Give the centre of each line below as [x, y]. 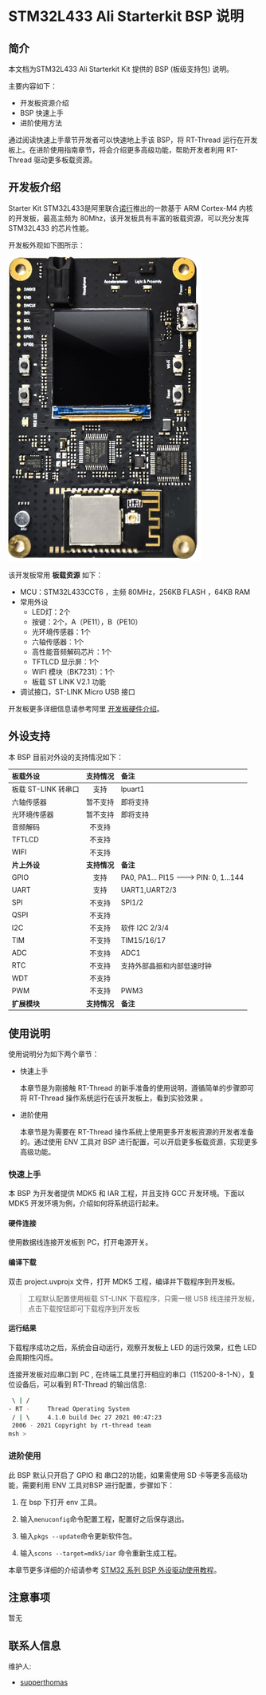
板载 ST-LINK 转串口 [45, 789]
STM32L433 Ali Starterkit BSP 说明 [126, 16]
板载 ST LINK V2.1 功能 [68, 681]
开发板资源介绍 [44, 103]
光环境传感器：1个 [61, 632]
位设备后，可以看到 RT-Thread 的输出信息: [78, 1384]
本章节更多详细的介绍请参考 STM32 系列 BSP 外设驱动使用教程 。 [115, 1570]
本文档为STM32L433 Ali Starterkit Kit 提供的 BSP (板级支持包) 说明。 [121, 69]
